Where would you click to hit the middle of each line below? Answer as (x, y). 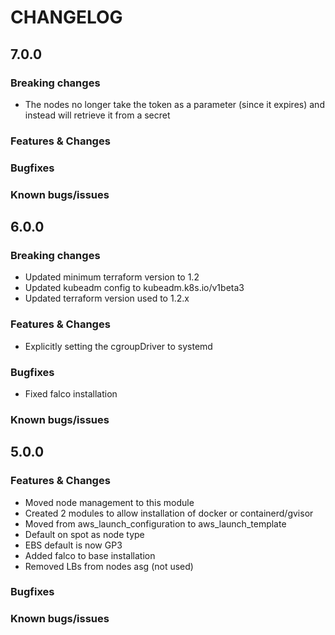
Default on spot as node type (84, 534)
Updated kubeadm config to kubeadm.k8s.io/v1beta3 (134, 288)
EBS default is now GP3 (73, 545)
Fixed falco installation (71, 393)
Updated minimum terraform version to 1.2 (112, 277)
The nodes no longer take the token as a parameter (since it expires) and (174, 104)
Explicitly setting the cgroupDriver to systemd (118, 346)
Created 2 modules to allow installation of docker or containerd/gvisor (169, 513)
